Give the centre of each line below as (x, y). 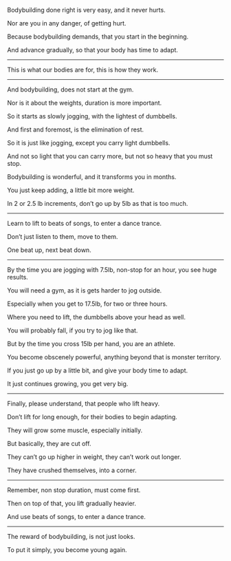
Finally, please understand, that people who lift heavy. (84, 403)
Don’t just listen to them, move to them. (63, 236)
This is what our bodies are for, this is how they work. (83, 70)
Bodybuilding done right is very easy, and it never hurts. (87, 10)
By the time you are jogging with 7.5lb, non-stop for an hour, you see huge (112, 270)
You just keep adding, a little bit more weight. (71, 190)
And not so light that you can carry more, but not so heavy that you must (110, 156)
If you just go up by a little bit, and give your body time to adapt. (98, 370)
